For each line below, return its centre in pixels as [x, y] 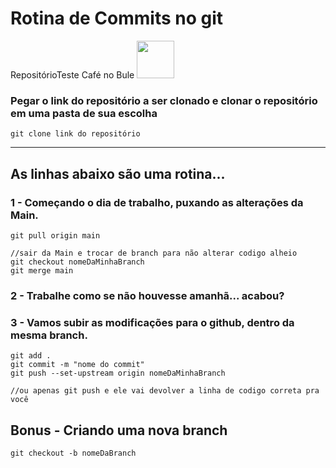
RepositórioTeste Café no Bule [72, 74]
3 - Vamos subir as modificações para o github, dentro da [152, 322]
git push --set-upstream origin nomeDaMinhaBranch [118, 373]
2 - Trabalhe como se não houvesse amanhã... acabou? [147, 295]
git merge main [42, 270]
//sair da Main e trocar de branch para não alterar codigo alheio [154, 253]
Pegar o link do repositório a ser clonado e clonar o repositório [164, 100]
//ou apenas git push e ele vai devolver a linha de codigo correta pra [165, 391]
